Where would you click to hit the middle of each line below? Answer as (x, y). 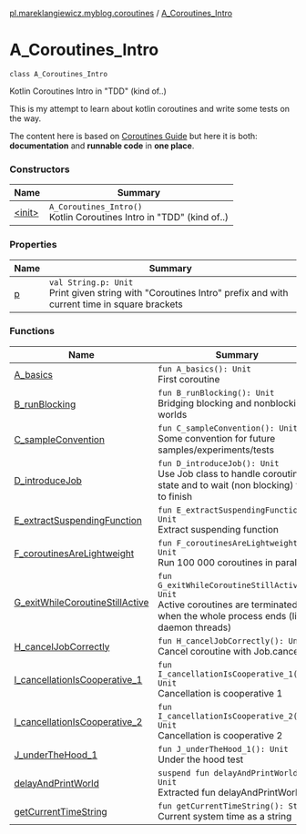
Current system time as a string (225, 816)
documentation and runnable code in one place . (102, 146)
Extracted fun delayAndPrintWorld (230, 792)
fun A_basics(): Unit (205, 369)
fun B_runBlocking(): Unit (216, 392)
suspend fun (184, 773)
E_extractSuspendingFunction (78, 520)
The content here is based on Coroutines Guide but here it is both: (133, 136)
